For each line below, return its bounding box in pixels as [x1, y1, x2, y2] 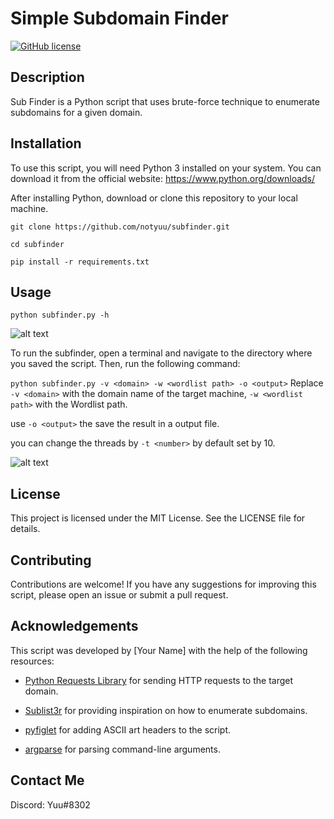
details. [10, 523, 41, 535]
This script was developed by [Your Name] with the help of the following [10, 644, 308, 656]
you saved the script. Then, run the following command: [10, 358, 241, 370]
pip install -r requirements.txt [10, 257, 150, 267]
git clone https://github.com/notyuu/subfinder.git [10, 222, 230, 232]
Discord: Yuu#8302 [10, 798, 91, 811]
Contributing [10, 552, 92, 569]
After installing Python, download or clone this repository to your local [10, 192, 298, 204]
